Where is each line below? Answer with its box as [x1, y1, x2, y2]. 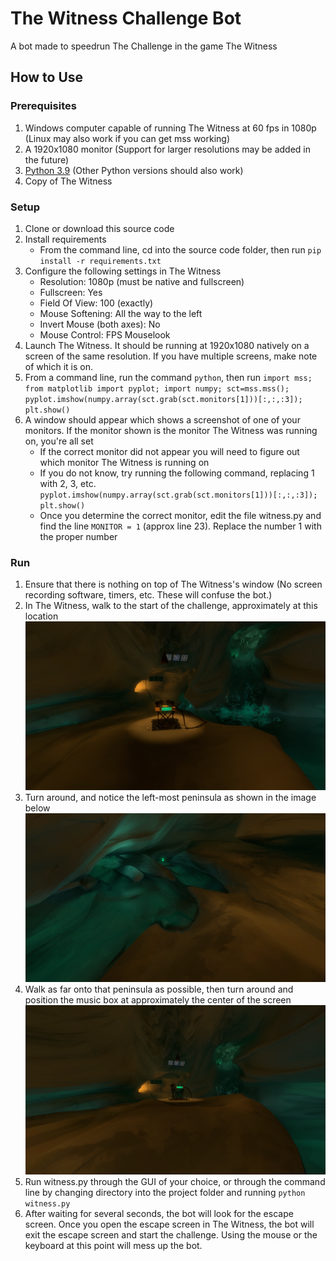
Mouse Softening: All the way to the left [39, 307, 203, 319]
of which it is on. [24, 360, 93, 372]
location [24, 610, 59, 622]
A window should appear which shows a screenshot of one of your [24, 413, 301, 426]
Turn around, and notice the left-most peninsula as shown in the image [24, 792, 317, 804]
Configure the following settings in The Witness [24, 265, 222, 277]
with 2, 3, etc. [39, 477, 97, 489]
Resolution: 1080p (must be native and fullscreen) [39, 275, 245, 287]
